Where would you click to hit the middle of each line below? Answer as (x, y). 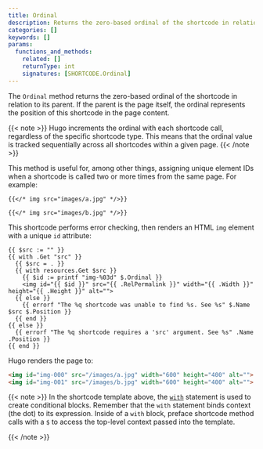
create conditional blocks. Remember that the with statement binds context (130, 405)
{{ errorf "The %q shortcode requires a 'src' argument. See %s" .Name (135, 332)
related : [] (41, 60)
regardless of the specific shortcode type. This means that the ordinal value (130, 136)
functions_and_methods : (54, 52)
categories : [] (33, 30)
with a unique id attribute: (50, 235)
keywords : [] (29, 37)
